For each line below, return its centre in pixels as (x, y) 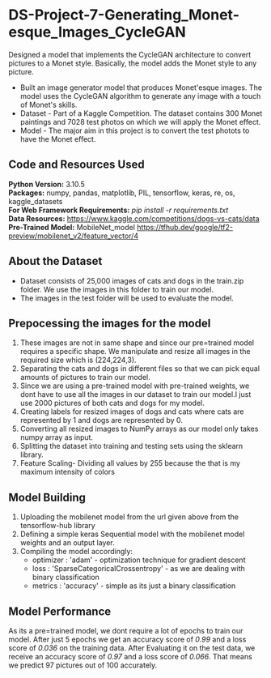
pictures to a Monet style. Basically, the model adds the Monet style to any (133, 63)
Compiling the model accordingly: (76, 552)
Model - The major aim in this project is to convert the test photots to (135, 130)
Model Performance (60, 611)
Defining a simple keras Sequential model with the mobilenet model (132, 534)
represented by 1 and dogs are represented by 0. (102, 420)
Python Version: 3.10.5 (47, 184)
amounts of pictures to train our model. (85, 377)
